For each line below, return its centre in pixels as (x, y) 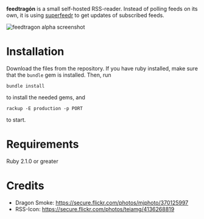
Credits (25, 186)
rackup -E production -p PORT (45, 108)
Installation (35, 52)
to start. (16, 120)
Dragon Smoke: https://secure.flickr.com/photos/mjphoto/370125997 (102, 203)
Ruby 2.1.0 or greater (33, 161)
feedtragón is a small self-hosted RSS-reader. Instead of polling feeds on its (102, 9)
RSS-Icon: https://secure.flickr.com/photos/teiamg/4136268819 (95, 209)
